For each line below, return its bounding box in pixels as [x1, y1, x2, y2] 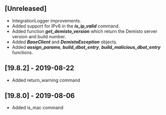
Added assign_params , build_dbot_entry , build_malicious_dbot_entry [12, 44, 161, 50]
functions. [12, 49, 33, 55]
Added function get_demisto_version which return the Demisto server [12, 28, 157, 34]
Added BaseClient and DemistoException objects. [12, 39, 117, 45]
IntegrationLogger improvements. [12, 17, 81, 23]
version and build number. [12, 33, 66, 39]
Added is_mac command [12, 105, 64, 111]
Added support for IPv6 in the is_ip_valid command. [12, 23, 120, 29]
